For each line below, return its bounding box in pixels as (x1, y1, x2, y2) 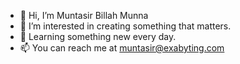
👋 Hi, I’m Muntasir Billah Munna (19, 10, 149, 21)
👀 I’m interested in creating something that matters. (19, 20, 232, 32)
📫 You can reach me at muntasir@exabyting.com (19, 42, 225, 54)
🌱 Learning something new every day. (19, 31, 177, 42)
